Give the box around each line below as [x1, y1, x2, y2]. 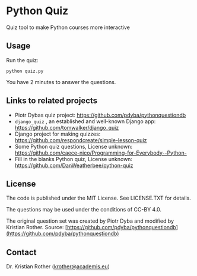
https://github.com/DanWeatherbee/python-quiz [14, 162, 134, 169]
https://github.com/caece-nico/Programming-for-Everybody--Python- [14, 149, 187, 156]
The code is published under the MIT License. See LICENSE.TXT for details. [6, 194, 191, 202]
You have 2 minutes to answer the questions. [6, 78, 116, 85]
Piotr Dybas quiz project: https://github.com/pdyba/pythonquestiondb [14, 111, 186, 118]
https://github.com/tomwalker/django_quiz [14, 124, 119, 131]
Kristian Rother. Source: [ [6, 224, 68, 231]
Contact [6, 247, 37, 257]
